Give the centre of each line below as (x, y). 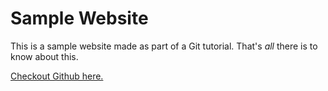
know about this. (44, 56)
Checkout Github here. (57, 76)
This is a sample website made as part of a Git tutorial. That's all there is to (164, 46)
